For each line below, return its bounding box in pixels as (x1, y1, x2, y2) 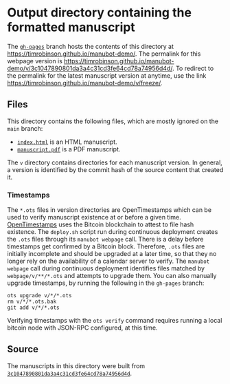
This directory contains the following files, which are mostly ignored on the (7, 117, 218, 125)
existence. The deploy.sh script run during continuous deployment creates (7, 228, 218, 236)
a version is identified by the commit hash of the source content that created (7, 165, 224, 173)
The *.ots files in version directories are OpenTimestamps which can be (7, 206, 211, 214)
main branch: (7, 124, 43, 132)
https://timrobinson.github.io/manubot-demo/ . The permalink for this (7, 50, 201, 58)
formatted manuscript (7, 19, 135, 35)
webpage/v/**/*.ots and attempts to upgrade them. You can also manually (7, 272, 217, 280)
